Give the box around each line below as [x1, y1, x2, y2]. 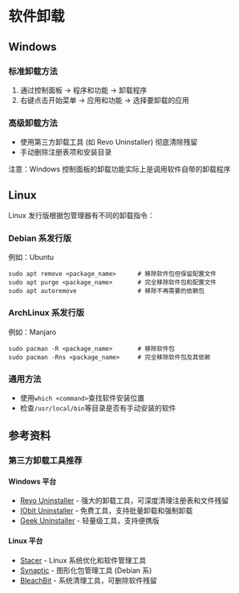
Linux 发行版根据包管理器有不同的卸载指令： [8, 210, 155, 220]
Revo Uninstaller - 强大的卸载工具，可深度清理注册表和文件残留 [19, 496, 229, 505]
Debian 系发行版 [8, 233, 72, 244]
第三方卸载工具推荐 [8, 455, 83, 467]
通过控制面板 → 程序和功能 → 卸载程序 [19, 85, 148, 95]
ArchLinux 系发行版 [8, 307, 85, 319]
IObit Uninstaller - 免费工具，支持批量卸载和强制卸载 [19, 506, 193, 516]
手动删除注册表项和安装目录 [19, 147, 112, 157]
